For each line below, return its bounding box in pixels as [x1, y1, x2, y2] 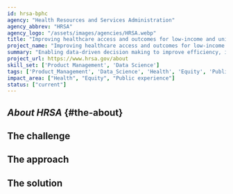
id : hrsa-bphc [7, 10, 49, 17]
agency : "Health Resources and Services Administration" [7, 17, 175, 24]
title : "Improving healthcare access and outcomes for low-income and [7, 36, 216, 43]
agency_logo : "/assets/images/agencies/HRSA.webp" [7, 29, 157, 37]
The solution [7, 177, 63, 189]
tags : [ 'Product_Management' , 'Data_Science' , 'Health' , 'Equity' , [7, 68, 207, 75]
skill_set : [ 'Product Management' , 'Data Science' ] [7, 62, 159, 69]
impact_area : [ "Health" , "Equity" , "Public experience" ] [7, 74, 175, 82]
